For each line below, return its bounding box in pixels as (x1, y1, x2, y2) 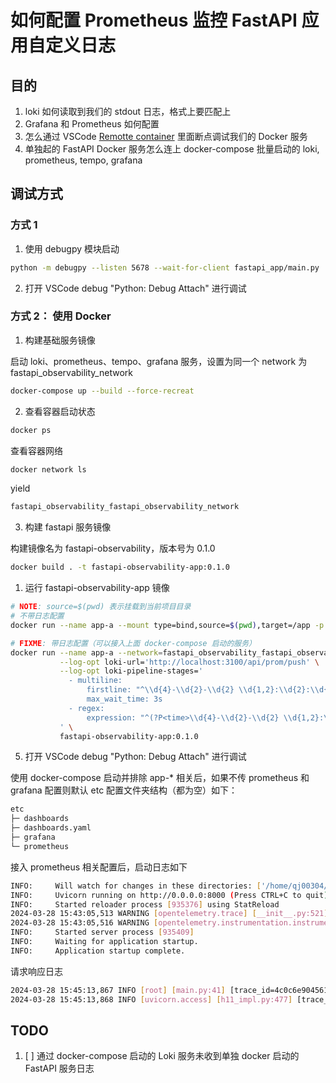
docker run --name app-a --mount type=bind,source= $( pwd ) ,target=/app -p (10, 620, 325, 630)
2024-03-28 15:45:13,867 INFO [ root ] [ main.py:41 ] (10, 985, 226, 995)
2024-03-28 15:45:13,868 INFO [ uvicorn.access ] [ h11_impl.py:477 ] (10, 994, 293, 1005)
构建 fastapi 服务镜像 (24, 521, 112, 533)
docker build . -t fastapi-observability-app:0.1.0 (10, 562, 230, 573)
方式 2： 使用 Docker (10, 309, 112, 323)
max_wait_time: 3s (86, 694, 163, 705)
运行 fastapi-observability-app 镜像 (24, 582, 170, 594)
